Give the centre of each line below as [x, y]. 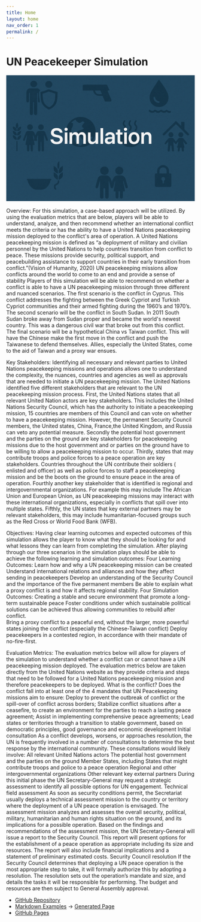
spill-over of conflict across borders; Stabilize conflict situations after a [94, 703]
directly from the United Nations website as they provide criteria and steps [98, 672]
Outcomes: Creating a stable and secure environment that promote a [91, 597]
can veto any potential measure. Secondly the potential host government [96, 432]
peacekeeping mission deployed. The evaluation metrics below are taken [96, 666]
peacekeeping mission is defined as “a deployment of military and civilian [97, 242]
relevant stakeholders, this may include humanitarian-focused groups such [98, 515]
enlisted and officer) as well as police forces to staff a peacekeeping [91, 470]
